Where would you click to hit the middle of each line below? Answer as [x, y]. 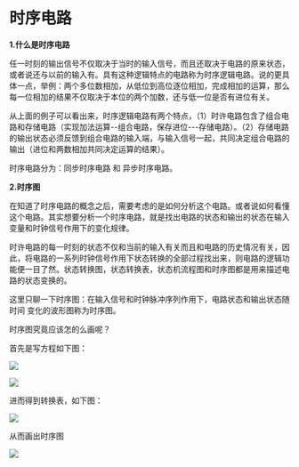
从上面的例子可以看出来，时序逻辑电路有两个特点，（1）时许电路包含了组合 [145, 116]
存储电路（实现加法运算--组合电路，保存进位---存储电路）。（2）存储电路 [157, 126]
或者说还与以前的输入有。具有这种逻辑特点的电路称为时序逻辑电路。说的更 [145, 74]
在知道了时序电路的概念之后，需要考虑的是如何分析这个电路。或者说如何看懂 [149, 205]
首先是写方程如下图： [48, 348]
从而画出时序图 [36, 436]
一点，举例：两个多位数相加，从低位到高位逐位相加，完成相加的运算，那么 [153, 85]
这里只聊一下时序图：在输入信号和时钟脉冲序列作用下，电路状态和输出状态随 [149, 299]
